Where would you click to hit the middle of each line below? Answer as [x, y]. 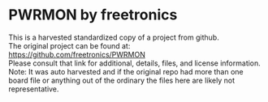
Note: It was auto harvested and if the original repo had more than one [126, 71]
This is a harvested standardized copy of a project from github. [114, 37]
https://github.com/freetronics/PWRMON [77, 54]
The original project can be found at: [69, 45]
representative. [34, 89]
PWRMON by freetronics [93, 15]
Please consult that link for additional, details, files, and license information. [135, 63]
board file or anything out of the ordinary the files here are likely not [122, 80]
